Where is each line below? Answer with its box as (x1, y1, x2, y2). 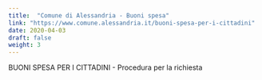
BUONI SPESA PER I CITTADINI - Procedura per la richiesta (8, 63, 203, 72)
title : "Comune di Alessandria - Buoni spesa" (8, 11, 170, 20)
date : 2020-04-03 (8, 26, 66, 34)
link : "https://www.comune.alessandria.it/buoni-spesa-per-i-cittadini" (8, 19, 256, 27)
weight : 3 (8, 41, 42, 49)
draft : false (8, 33, 52, 42)
